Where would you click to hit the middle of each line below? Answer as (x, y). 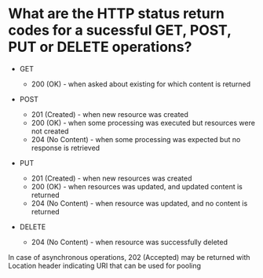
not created (50, 131)
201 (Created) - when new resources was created (111, 178)
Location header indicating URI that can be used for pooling (105, 265)
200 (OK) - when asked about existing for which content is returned (141, 84)
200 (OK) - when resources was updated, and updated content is (137, 186)
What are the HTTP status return (117, 14)
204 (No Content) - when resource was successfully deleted (130, 242)
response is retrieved (66, 148)
